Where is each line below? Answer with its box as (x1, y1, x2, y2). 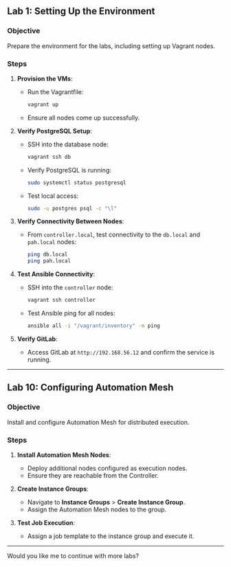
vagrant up (27, 101, 59, 108)
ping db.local (27, 251, 68, 258)
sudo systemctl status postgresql (27, 179, 126, 186)
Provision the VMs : (16, 74, 73, 82)
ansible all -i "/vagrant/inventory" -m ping (27, 322, 160, 329)
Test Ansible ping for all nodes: (27, 309, 115, 318)
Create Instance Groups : (16, 485, 89, 493)
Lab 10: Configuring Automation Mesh (7, 381, 174, 394)
